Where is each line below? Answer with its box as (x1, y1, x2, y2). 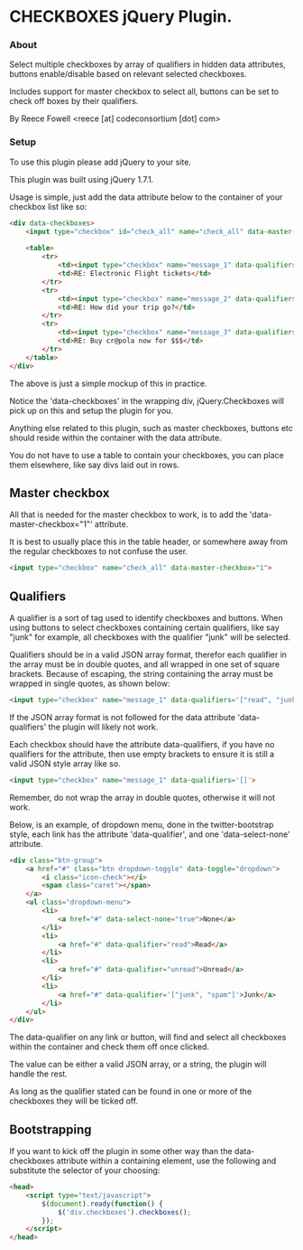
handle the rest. (9, 1068, 68, 1079)
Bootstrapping (9, 1122, 92, 1137)
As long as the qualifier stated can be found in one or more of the (9, 1086, 252, 1097)
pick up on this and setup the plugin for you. (9, 405, 174, 416)
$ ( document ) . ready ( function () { (41, 1199, 164, 1208)
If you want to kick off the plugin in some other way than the (9, 1146, 233, 1157)
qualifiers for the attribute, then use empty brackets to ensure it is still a (9, 748, 275, 759)
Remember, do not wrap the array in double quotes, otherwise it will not (9, 792, 275, 803)
